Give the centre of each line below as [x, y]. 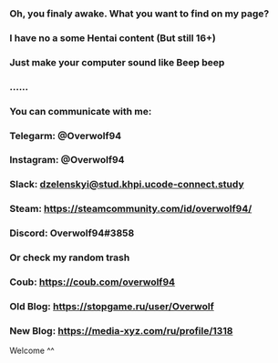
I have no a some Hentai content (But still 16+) [113, 37]
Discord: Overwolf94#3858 [72, 233]
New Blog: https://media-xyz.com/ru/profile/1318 [121, 330]
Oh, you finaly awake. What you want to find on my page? [139, 14]
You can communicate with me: [81, 111]
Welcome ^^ [32, 351]
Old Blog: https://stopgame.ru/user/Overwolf [112, 306]
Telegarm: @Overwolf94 [66, 136]
